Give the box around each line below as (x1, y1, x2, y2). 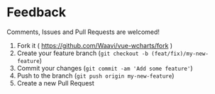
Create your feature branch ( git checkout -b (16, 49, 148, 57)
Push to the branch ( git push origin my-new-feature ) (16, 71, 175, 80)
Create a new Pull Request (16, 78, 95, 87)
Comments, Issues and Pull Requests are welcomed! (6, 28, 160, 36)
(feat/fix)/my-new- (151, 50, 209, 57)
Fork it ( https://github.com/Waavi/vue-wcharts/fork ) (16, 41, 173, 49)
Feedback (6, 4, 67, 20)
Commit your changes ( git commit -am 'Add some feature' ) (16, 64, 193, 72)
